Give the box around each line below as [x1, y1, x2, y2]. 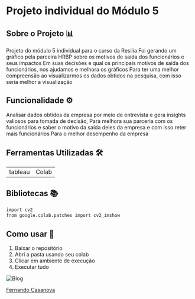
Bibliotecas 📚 [6, 188, 58, 199]
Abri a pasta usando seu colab [14, 251, 89, 258]
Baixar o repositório [14, 245, 63, 252]
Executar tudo [14, 264, 49, 270]
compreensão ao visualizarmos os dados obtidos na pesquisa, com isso [6, 72, 181, 79]
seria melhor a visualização [6, 79, 73, 85]
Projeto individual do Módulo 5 [6, 4, 159, 18]
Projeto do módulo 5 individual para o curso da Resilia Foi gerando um [6, 47, 177, 54]
